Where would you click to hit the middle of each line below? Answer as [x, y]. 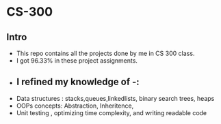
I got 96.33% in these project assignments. [77, 61]
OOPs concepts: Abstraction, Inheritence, [75, 106]
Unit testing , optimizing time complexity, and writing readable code [112, 112]
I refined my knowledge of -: [78, 82]
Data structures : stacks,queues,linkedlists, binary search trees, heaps [115, 98]
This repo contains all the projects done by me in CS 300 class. [105, 53]
